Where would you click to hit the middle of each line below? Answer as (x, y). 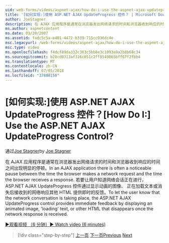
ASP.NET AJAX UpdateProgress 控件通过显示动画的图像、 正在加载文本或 (81, 186)
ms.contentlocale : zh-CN (31, 66)
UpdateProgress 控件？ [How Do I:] (78, 115)
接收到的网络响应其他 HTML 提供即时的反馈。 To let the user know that (87, 192)
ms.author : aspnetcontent (32, 29)
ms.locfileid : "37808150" (32, 76)
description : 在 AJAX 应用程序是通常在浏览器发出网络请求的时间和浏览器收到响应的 (83, 24)
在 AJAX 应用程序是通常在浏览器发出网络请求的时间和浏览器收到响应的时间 (83, 161)
